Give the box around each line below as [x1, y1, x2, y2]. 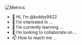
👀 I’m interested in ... [12, 19, 53, 25]
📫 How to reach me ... [12, 35, 57, 41]
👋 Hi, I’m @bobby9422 [12, 14, 57, 19]
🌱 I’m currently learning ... [12, 24, 64, 30]
